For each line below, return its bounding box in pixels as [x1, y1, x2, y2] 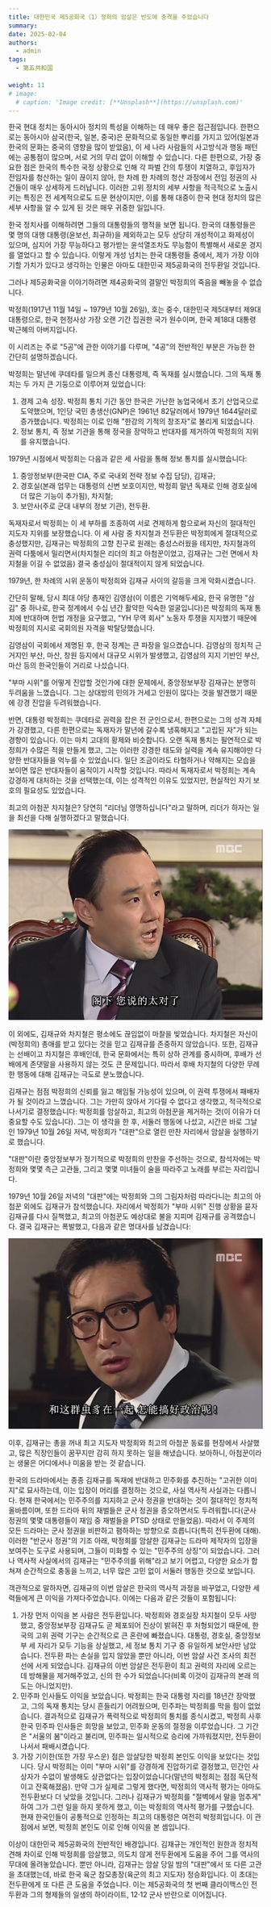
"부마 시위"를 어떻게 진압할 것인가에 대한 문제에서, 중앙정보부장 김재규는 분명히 [8, 678, 256, 687]
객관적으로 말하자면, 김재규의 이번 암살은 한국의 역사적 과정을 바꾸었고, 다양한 [8, 1584, 252, 1593]
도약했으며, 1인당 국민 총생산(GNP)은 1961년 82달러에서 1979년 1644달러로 [19, 407, 258, 416]
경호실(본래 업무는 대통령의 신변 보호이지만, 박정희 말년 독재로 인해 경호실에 [19, 481, 258, 491]
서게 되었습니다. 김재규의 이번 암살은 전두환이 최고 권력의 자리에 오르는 [35, 1661, 257, 1671]
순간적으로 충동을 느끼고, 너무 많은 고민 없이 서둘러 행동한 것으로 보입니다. [23, 1566, 256, 1576]
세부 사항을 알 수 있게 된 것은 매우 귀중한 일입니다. [8, 202, 165, 213]
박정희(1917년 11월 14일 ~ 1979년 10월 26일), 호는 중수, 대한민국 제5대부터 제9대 [8, 305, 261, 315]
